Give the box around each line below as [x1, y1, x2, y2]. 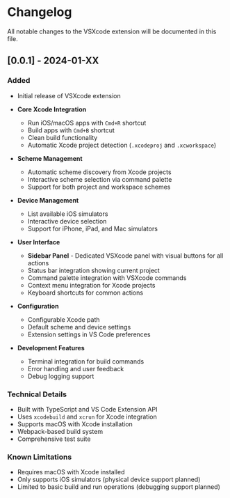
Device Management [17, 196, 79, 204]
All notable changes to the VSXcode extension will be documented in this [7, 27, 217, 36]
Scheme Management [17, 154, 83, 162]
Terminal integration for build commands [27, 357, 145, 366]
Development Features [17, 343, 85, 352]
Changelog [7, 4, 72, 20]
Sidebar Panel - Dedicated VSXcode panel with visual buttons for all [27, 251, 224, 260]
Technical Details [7, 389, 67, 399]
